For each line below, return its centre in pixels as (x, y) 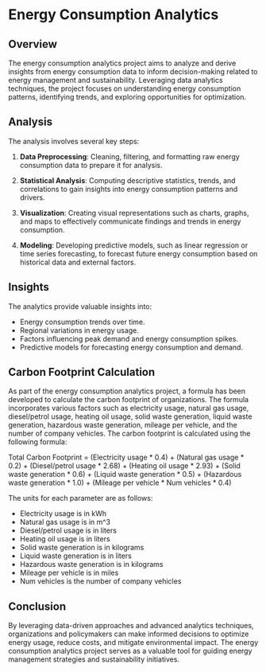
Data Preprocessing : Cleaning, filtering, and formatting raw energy (129, 156)
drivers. (32, 197)
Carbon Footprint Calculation (82, 372)
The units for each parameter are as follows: (81, 498)
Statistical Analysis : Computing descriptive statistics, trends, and (127, 180)
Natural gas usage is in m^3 (65, 522)
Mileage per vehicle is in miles (69, 573)
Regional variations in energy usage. (79, 330)
